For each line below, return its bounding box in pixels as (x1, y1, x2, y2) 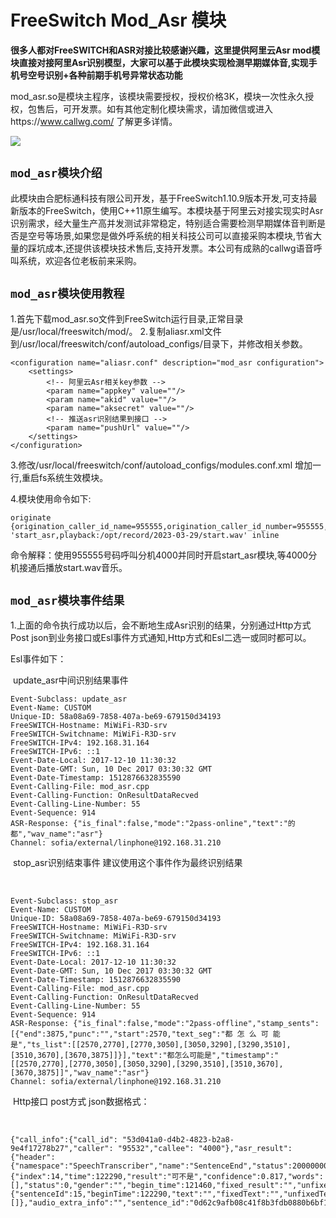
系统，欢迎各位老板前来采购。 (18, 254, 142, 266)
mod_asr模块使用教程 (10, 287, 125, 301)
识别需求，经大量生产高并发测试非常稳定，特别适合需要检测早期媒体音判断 (10, 217, 317, 229)
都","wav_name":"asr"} (10, 829, 103, 840)
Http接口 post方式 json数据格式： (12, 1096, 150, 1108)
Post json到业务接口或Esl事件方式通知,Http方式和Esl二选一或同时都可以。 (10, 632, 312, 644)
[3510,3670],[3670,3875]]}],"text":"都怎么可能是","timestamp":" (10, 1051, 280, 1061)
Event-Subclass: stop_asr (10, 896, 118, 906)
